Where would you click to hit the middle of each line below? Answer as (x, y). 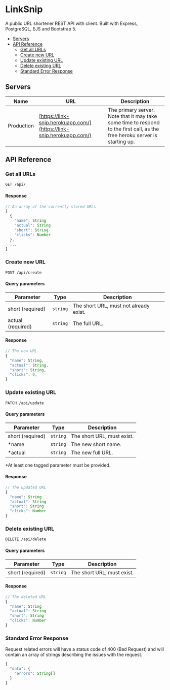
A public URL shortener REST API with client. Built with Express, (72, 23)
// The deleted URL (26, 597)
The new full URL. (92, 452)
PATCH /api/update (25, 403)
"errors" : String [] (35, 673)
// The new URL (21, 351)
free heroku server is (133, 135)
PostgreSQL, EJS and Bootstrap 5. (41, 28)
